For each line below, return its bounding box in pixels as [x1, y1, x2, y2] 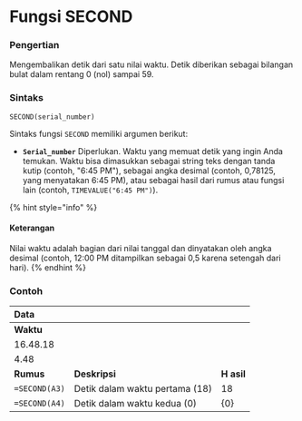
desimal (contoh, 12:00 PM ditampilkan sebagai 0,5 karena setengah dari [9, 252, 281, 263]
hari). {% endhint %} [9, 261, 86, 273]
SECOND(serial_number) [9, 112, 95, 122]
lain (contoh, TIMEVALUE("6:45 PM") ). [22, 184, 159, 195]
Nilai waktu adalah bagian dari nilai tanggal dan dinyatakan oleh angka [9, 242, 272, 253]
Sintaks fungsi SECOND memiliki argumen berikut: [9, 128, 189, 139]
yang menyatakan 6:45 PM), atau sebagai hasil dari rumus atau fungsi [22, 174, 285, 185]
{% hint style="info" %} [9, 201, 98, 212]
